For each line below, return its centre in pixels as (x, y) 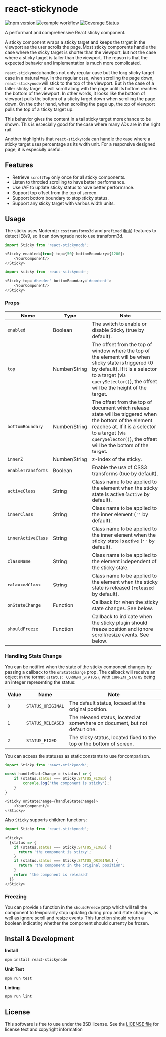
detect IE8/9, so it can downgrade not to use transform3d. (64, 236)
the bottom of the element (122, 420)
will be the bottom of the (120, 445)
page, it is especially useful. (33, 149)
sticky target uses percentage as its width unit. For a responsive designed (80, 144)
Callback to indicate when (122, 616)
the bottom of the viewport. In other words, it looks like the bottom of (75, 93)
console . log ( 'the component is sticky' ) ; (66, 783)
